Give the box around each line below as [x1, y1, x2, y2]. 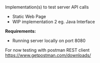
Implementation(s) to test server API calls [5, 4, 89, 10]
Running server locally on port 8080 [12, 38, 86, 43]
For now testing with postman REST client [5, 47, 90, 53]
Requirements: [5, 28, 36, 34]
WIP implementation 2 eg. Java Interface [12, 19, 95, 24]
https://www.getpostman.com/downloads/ [5, 52, 91, 58]
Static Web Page [12, 14, 46, 19]
